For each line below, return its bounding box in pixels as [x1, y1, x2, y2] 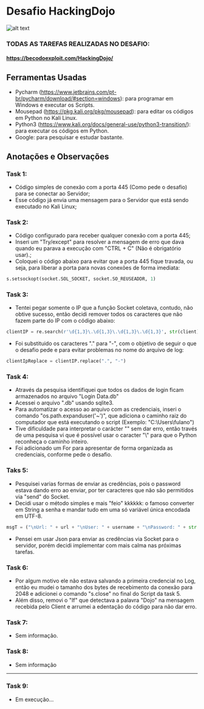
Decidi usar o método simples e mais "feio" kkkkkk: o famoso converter [15, 499, 194, 506]
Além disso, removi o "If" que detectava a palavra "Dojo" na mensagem [15, 596, 194, 604]
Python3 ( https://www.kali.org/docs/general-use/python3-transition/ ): [15, 120, 191, 128]
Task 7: [6, 618, 29, 626]
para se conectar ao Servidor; [15, 190, 90, 197]
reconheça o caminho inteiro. [15, 438, 89, 445]
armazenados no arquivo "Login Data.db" [15, 393, 120, 400]
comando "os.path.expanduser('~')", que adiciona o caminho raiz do [15, 412, 187, 419]
